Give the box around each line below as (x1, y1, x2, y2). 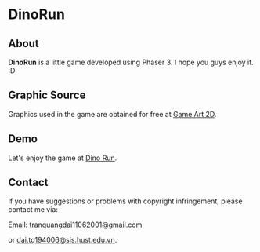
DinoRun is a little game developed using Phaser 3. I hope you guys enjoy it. (8, 57, 254, 67)
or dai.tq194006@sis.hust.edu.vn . (8, 236, 117, 245)
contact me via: (8, 205, 59, 214)
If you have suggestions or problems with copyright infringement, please (8, 196, 243, 206)
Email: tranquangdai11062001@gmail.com (8, 220, 143, 229)
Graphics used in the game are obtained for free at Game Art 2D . (8, 109, 217, 119)
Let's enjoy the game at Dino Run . (8, 153, 117, 163)
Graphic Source (8, 89, 86, 102)
